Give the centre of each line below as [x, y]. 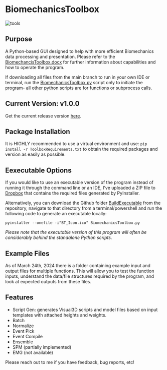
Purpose [19, 39]
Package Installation [38, 131]
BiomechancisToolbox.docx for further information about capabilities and [80, 62]
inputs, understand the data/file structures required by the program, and [80, 276]
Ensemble [23, 342]
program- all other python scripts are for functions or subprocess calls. [78, 88]
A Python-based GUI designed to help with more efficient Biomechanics [79, 51]
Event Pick [23, 331]
